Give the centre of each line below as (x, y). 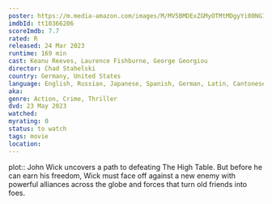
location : (25, 144)
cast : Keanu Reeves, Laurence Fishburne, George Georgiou (108, 62)
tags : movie (28, 136)
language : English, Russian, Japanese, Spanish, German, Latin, (119, 83)
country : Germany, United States (65, 76)
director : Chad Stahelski (52, 69)
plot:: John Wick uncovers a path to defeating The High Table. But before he (136, 167)
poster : (21, 16)
